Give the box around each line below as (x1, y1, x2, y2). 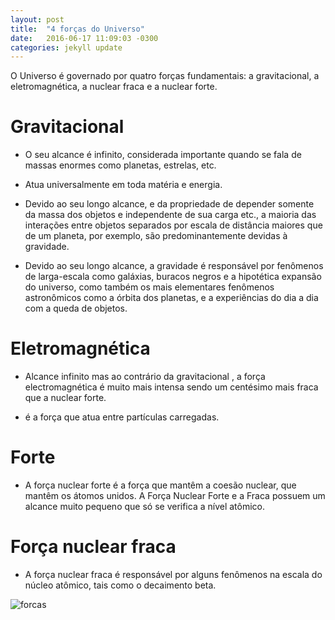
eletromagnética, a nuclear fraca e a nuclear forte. (10, 81, 218, 93)
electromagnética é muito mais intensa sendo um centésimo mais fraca (24, 381, 319, 393)
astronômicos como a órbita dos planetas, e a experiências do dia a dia (24, 292, 319, 304)
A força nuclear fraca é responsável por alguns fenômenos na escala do (24, 569, 323, 580)
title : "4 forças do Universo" (10, 24, 145, 34)
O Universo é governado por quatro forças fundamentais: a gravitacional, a (10, 70, 320, 82)
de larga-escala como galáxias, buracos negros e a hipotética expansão (24, 271, 322, 283)
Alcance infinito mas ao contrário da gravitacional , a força (24, 371, 266, 383)
